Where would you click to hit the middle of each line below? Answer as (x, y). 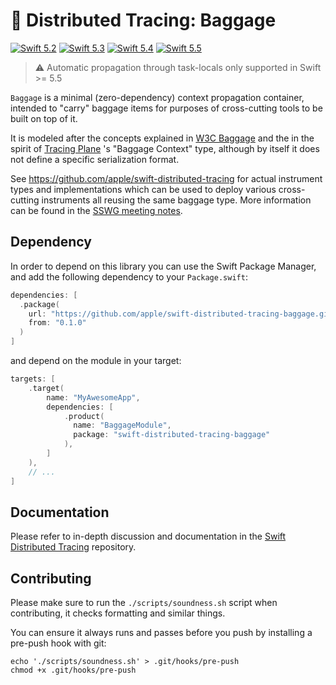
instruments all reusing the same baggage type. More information (176, 200)
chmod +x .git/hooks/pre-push (73, 670)
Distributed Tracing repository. (73, 547)
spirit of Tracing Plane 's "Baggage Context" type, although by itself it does (165, 148)
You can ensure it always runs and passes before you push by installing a (161, 633)
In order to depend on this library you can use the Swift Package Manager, (163, 266)
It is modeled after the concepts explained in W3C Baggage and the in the (162, 138)
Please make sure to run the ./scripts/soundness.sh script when (144, 603)
